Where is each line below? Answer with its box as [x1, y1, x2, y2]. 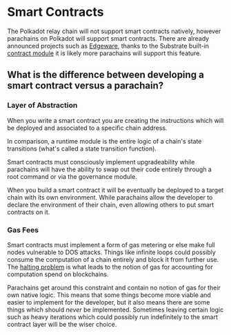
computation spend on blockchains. [7, 270, 109, 278]
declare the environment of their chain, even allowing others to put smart [7, 200, 214, 209]
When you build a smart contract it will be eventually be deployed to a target [7, 186, 224, 194]
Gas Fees [7, 225, 39, 235]
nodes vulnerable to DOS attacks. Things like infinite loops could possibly [7, 248, 216, 256]
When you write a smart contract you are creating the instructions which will [7, 116, 224, 124]
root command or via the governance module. [7, 172, 138, 180]
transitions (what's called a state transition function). [7, 144, 157, 153]
